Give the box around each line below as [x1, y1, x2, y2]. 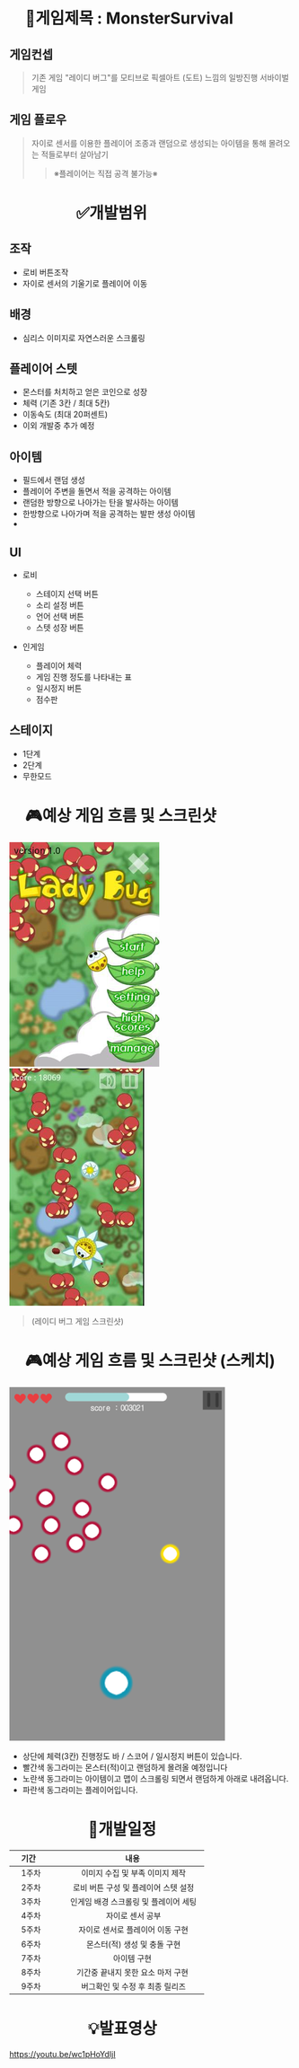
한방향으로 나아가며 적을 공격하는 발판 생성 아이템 [22, 508, 196, 519]
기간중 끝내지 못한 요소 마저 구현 [75, 1967, 189, 1978]
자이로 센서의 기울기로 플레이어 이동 [22, 277, 148, 288]
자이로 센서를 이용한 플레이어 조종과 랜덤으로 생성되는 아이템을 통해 [31, 137, 267, 148]
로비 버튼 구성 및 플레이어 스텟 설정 [73, 1882, 195, 1893]
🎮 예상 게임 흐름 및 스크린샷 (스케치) [25, 1351, 276, 1370]
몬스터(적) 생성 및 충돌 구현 [86, 1939, 181, 1949]
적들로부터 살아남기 [40, 149, 110, 160]
